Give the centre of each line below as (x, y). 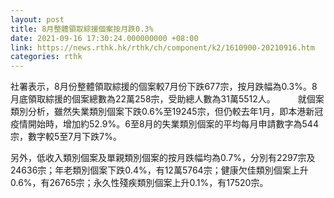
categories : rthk (46, 57)
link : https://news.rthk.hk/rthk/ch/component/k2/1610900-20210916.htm (162, 47)
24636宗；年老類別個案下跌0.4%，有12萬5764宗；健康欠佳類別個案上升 (159, 170)
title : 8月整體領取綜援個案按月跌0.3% (82, 29)
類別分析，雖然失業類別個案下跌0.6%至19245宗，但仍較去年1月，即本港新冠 (167, 112)
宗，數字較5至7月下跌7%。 (66, 137)
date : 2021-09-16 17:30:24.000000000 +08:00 (104, 38)
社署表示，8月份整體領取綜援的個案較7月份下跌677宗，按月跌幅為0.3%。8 (164, 87)
